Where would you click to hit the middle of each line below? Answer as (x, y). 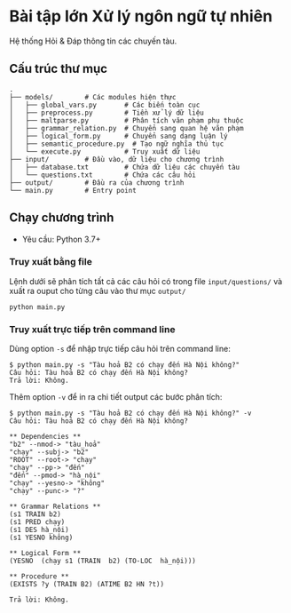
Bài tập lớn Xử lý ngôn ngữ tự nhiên (141, 16)
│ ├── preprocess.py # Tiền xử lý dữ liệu (106, 113)
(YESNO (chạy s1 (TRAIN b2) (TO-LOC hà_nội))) (103, 561)
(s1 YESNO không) (41, 538)
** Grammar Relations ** (55, 507)
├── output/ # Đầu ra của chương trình (97, 183)
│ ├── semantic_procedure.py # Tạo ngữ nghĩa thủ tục (117, 144)
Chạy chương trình (62, 218)
